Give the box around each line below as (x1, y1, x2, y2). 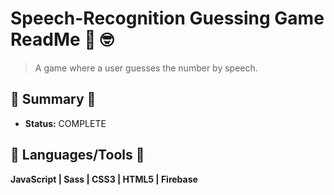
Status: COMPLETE (24, 117, 107, 129)
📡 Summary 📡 (10, 91, 97, 108)
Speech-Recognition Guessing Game (10, 7, 325, 30)
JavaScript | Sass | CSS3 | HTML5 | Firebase (10, 173, 198, 185)
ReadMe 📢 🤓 (10, 28, 115, 51)
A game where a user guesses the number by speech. (34, 62, 258, 74)
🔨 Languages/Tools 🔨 (10, 147, 145, 164)
